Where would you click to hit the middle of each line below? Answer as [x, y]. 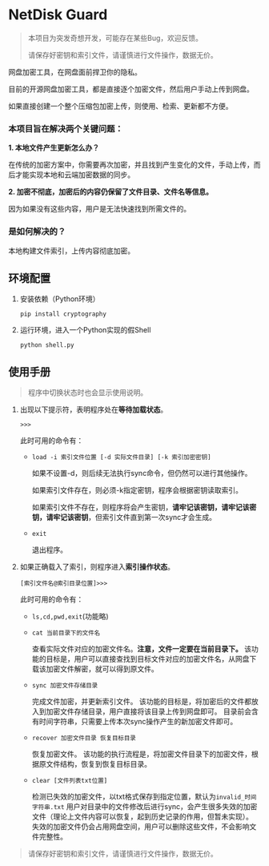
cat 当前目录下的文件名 [66, 633]
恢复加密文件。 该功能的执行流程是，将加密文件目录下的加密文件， [142, 754]
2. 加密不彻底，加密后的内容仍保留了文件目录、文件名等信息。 [111, 192]
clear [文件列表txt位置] [70, 781]
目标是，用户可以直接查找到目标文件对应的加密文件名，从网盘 [148, 659]
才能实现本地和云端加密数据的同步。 [74, 175]
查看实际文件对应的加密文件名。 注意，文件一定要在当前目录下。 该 [142, 649]
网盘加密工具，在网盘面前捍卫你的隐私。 [75, 72]
